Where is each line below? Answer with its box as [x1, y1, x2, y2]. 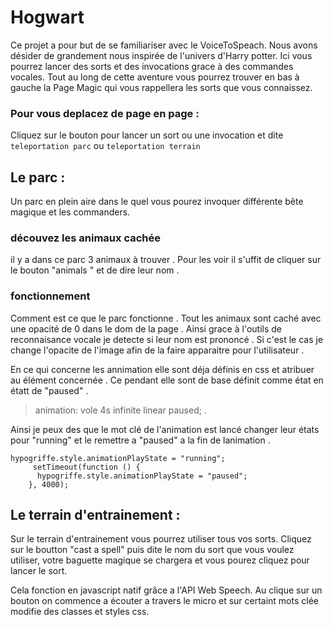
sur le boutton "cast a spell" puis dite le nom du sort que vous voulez [10, 544, 295, 556]
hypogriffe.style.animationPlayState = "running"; [10, 453, 226, 463]
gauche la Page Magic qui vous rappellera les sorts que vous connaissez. [10, 81, 313, 93]
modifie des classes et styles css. [10, 606, 150, 618]
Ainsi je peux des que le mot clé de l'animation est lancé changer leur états [10, 423, 320, 435]
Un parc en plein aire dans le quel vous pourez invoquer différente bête [10, 196, 304, 208]
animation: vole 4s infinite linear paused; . [34, 404, 207, 416]
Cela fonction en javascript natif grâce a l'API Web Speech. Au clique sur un [10, 584, 323, 596]
